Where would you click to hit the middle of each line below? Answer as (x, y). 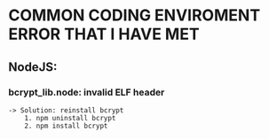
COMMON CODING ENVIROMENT (134, 15)
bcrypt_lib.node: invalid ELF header (87, 92)
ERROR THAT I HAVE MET (104, 34)
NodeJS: (33, 67)
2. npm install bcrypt (66, 126)
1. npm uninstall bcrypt (70, 118)
